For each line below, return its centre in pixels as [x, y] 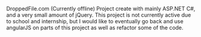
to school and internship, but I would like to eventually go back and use [95, 21]
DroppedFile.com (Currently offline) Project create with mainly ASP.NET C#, [101, 9]
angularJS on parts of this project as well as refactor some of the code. [95, 27]
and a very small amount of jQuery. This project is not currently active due [99, 15]
